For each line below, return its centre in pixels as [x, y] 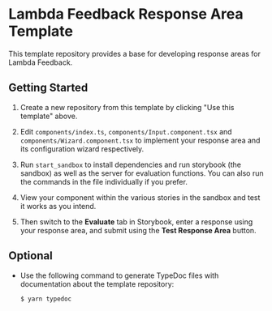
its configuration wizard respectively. [82, 149]
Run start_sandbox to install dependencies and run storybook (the [131, 164]
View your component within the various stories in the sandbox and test [140, 197]
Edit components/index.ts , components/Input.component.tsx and [126, 131]
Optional [30, 256]
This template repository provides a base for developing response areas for [135, 53]
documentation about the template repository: [97, 283]
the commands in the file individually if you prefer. [104, 181]
